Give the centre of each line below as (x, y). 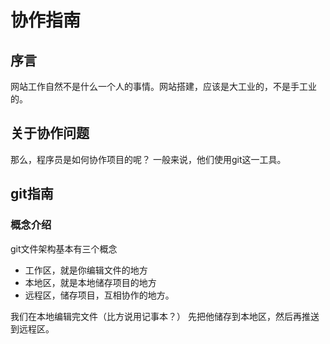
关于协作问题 (50, 133)
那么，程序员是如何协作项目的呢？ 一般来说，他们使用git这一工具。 (148, 159)
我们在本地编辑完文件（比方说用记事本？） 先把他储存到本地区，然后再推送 (165, 316)
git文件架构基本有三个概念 (64, 248)
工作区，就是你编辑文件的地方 (86, 270)
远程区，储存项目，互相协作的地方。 (99, 295)
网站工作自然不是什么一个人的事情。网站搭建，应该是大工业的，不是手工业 (163, 86)
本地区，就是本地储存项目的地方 (90, 282)
